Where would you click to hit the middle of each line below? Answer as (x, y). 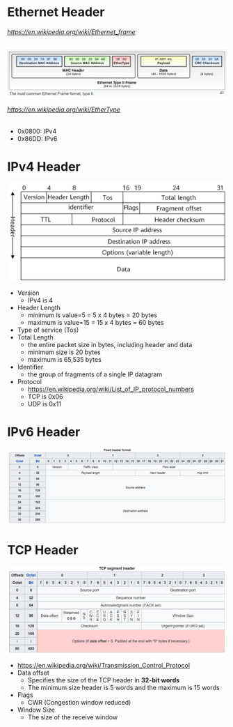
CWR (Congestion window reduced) (79, 703)
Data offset (33, 673)
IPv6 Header (44, 432)
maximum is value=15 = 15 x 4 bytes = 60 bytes (96, 322)
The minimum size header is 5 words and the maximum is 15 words (124, 688)
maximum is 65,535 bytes (65, 359)
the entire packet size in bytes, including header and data (110, 344)
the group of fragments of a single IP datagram (95, 374)
